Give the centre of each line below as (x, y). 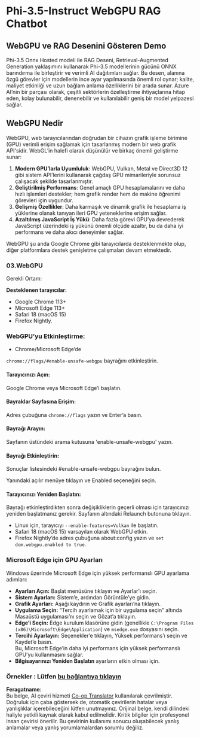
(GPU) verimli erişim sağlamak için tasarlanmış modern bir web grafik (91, 144)
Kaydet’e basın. (34, 642)
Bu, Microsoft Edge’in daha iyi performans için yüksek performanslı (97, 648)
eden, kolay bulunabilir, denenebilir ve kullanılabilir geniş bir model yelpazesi (100, 98)
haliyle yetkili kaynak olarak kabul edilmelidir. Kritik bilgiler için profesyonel (98, 715)
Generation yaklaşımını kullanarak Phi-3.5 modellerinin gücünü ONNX (92, 66)
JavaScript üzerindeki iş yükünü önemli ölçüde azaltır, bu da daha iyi (99, 226)
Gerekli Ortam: (24, 279)
